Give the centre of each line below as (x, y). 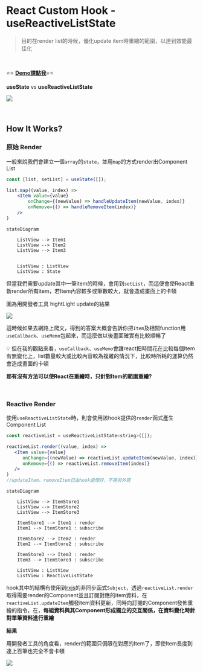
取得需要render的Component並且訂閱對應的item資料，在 (77, 595)
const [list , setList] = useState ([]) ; (56, 179)
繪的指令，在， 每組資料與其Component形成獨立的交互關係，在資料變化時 (98, 610)
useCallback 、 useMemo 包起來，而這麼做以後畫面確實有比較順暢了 (86, 335)
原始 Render (24, 147)
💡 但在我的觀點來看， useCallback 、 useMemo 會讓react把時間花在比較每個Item (101, 348)
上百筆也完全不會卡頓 (38, 651)
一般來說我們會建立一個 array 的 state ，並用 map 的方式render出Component (97, 161)
